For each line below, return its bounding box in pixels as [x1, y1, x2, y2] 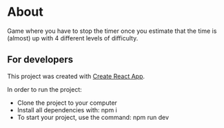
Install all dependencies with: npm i [17, 105, 117, 114]
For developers [7, 54, 74, 66]
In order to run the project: [7, 85, 83, 93]
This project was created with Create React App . [7, 72, 145, 80]
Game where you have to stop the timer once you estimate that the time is [7, 27, 217, 35]
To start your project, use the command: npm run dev [17, 113, 170, 121]
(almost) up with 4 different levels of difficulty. [7, 34, 139, 42]
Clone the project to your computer [17, 99, 117, 107]
